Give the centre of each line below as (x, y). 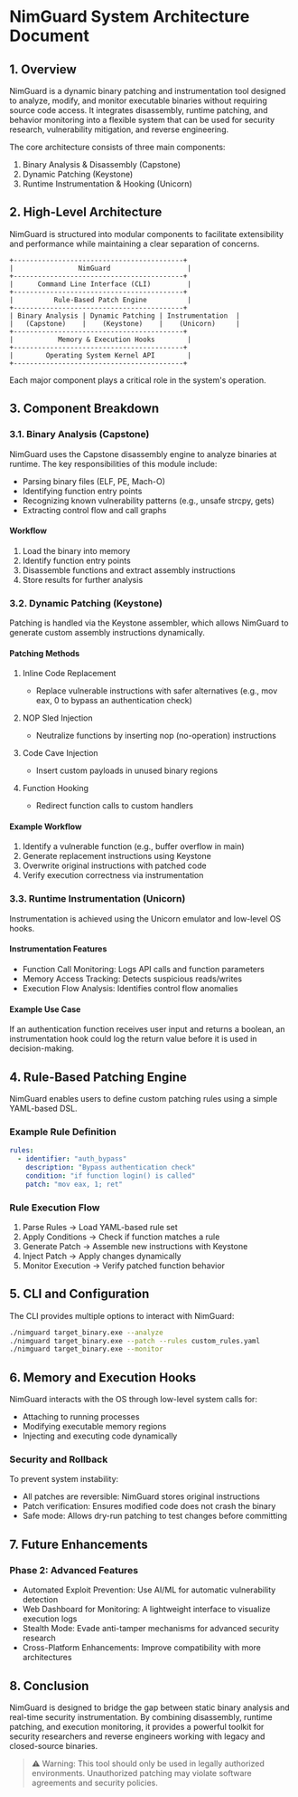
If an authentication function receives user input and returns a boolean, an (148, 1029)
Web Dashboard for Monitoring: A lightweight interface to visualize (146, 1610)
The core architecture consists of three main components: (117, 147)
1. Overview (43, 69)
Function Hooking (55, 789)
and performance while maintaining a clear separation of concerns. (135, 244)
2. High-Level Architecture (86, 212)
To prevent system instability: (64, 1479)
